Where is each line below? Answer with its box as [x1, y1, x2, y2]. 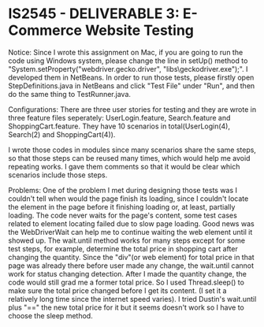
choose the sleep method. [8, 310, 93, 320]
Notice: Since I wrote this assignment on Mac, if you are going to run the [8, 47, 244, 57]
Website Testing [85, 21, 195, 39]
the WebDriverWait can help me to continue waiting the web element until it [8, 227, 253, 236]
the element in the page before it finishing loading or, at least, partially [8, 202, 236, 211]
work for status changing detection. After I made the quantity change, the [8, 269, 247, 278]
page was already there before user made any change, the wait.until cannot [8, 261, 255, 270]
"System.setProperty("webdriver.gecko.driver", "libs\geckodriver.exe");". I [8, 64, 248, 73]
